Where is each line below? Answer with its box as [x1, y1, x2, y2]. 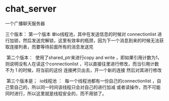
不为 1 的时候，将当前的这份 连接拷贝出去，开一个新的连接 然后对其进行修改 [5, 67, 162, 73]
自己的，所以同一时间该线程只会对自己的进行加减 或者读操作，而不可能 [14, 84, 161, 90]
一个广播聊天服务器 [5, 20, 45, 26]
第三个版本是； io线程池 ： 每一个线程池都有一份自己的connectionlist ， [6, 78, 157, 84]
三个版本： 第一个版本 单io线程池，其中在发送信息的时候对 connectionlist [5, 31, 157, 37]
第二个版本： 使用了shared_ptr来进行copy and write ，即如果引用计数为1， [6, 54, 162, 61]
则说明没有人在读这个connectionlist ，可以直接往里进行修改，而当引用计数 [5, 61, 159, 67]
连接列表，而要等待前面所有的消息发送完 [9, 43, 94, 49]
